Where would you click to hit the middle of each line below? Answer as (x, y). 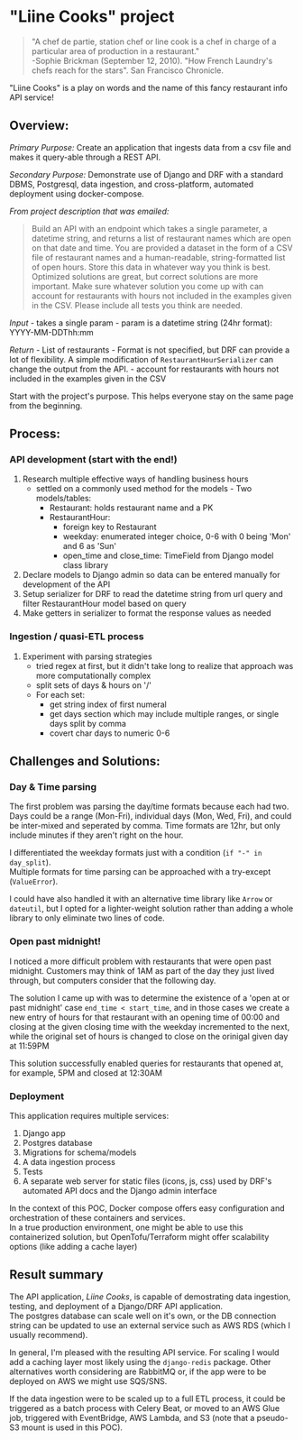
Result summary (56, 1275)
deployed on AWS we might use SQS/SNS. (88, 1380)
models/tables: (64, 499)
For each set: (60, 694)
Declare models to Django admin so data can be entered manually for (151, 575)
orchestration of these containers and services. (97, 1218)
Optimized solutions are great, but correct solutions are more (145, 276)
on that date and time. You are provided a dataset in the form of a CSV (162, 248)
